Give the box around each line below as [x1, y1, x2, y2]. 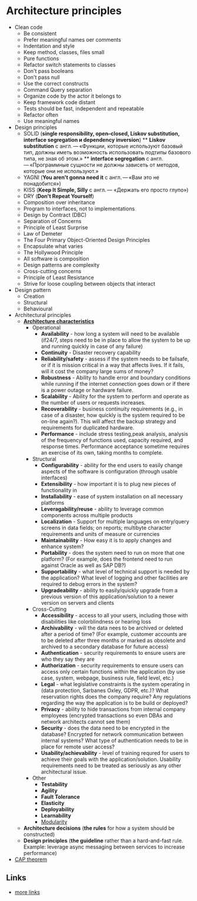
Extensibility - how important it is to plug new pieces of [41, 480, 176, 487]
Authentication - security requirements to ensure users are [41, 649, 186, 656]
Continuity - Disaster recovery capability [41, 349, 141, 356]
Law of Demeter [23, 230, 63, 237]
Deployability [41, 806, 75, 813]
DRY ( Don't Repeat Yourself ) [23, 193, 94, 200]
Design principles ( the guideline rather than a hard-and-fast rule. [23, 837, 183, 844]
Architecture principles [6, 4, 122, 18]
